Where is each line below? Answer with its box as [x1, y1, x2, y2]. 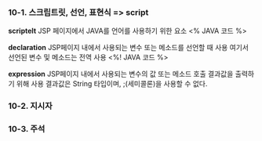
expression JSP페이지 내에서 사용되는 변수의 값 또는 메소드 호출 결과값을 [8, 69, 234, 79]
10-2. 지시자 [8, 100, 53, 111]
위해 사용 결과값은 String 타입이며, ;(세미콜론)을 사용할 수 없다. [16, 79, 208, 89]
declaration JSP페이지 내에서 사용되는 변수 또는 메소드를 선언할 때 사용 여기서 [8, 43, 249, 52]
